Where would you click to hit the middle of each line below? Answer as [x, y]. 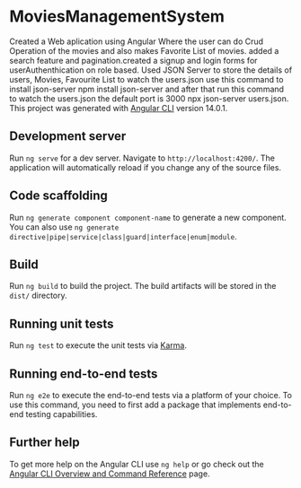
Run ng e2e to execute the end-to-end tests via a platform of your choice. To [151, 395]
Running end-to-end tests [84, 374]
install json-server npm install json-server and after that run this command [147, 89]
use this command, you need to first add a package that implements [135, 405]
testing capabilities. [62, 414]
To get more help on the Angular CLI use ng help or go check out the [137, 464]
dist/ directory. [38, 296]
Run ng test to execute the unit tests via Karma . [98, 345]
